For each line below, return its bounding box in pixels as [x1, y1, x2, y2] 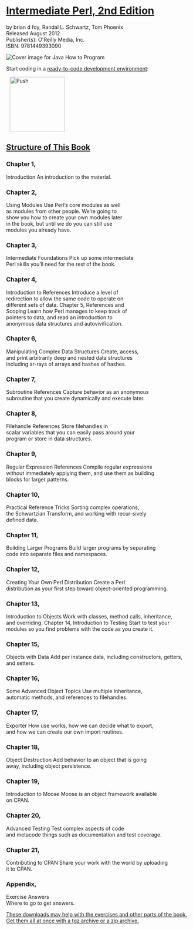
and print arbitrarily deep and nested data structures [6, 354, 133, 361]
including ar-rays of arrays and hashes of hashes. [6, 360, 127, 367]
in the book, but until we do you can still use [6, 220, 113, 227]
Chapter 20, [6, 811, 41, 819]
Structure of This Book [6, 142, 91, 152]
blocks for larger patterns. [6, 476, 69, 483]
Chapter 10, [6, 490, 40, 499]
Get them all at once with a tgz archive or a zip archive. [6, 917, 139, 924]
